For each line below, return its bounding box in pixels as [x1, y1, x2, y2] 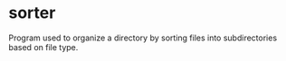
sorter [8, 3, 56, 23]
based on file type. [8, 41, 79, 52]
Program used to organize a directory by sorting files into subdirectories [8, 32, 278, 43]
